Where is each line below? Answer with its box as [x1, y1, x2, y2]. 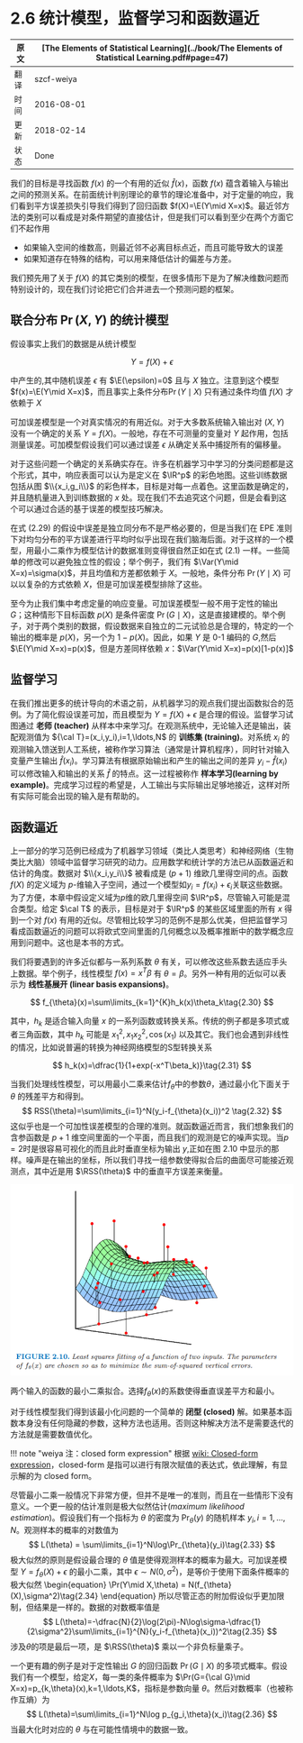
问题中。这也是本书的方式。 [25, 936, 129, 947]
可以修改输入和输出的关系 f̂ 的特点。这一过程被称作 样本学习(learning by [10, 768, 279, 780]
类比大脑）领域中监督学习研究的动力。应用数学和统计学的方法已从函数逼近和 [10, 856, 294, 867]
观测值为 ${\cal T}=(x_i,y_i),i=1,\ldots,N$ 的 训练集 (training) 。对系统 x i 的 [17, 731, 290, 744]
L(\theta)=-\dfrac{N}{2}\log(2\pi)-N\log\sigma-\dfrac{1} [55, 1616, 262, 1627]
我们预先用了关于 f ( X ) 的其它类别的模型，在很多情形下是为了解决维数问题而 [10, 272, 289, 283]
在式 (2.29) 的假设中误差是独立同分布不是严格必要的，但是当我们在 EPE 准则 [10, 522, 293, 533]
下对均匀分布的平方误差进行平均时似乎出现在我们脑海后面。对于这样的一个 [10, 534, 286, 544]
